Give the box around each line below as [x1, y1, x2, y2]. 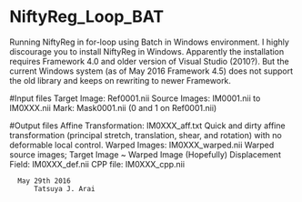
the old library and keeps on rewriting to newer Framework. [9, 75, 232, 86]
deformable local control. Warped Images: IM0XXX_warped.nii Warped [9, 139, 275, 150]
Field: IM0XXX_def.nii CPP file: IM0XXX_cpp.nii [9, 158, 185, 169]
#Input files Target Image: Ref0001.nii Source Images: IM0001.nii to [9, 93, 261, 104]
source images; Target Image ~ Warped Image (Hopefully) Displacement [9, 148, 282, 160]
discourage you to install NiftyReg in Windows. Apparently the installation [9, 45, 285, 56]
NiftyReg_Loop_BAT [9, 6, 165, 27]
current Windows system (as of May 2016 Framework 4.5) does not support [9, 66, 294, 76]
